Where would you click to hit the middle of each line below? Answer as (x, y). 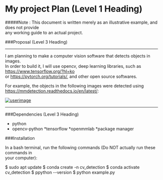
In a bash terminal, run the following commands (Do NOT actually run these (80, 147)
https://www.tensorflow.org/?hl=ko (40, 71)
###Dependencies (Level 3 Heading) (42, 114)
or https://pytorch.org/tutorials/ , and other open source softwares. (71, 76)
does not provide (22, 27)
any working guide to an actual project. (44, 32)
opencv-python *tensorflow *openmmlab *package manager (73, 129)
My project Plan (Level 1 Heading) (74, 9)
